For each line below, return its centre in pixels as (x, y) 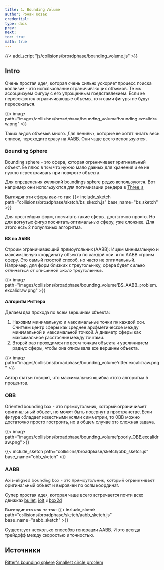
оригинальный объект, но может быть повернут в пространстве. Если (79, 412)
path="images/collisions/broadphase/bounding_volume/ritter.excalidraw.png (82, 363)
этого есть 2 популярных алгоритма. (44, 227)
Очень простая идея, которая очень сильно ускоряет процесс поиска (78, 83)
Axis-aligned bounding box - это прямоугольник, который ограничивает (80, 480)
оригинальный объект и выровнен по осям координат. (62, 485)
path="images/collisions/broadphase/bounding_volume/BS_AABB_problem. (81, 285)
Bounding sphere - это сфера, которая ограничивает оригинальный (75, 162)
